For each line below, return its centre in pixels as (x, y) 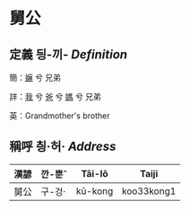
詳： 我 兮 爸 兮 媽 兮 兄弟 (55, 96)
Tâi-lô (95, 173)
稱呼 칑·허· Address (63, 147)
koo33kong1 (149, 191)
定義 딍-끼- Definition (69, 54)
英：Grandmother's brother (60, 116)
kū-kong (95, 191)
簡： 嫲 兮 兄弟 (35, 78)
